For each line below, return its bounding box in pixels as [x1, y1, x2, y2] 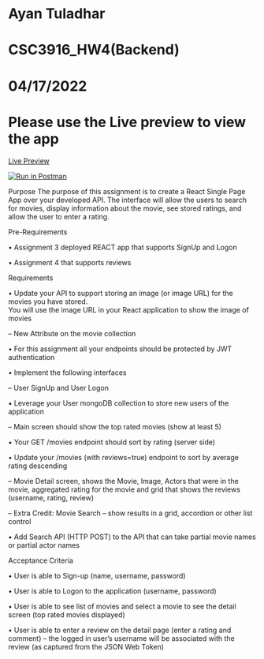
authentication [8, 352, 55, 361]
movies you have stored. [8, 297, 88, 306]
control [8, 516, 32, 526]
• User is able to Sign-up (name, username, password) [8, 571, 187, 580]
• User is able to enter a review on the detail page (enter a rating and [8, 625, 232, 635]
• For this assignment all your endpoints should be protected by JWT [8, 344, 232, 354]
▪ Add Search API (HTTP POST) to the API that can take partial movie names [8, 532, 256, 541]
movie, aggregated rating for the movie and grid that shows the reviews [8, 485, 240, 494]
